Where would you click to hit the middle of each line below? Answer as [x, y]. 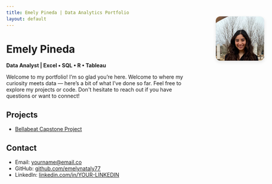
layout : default [26, 19]
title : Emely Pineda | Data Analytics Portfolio [68, 13]
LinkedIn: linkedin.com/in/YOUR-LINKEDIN [67, 175]
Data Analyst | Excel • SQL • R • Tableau [56, 66]
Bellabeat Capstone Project [48, 129]
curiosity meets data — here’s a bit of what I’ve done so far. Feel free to [94, 83]
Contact [21, 148]
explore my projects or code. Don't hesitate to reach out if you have [89, 90]
